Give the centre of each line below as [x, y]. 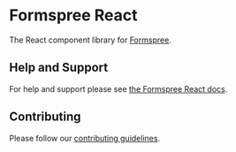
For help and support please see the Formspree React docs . [118, 88]
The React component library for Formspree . [91, 40]
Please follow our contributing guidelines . [85, 138]
